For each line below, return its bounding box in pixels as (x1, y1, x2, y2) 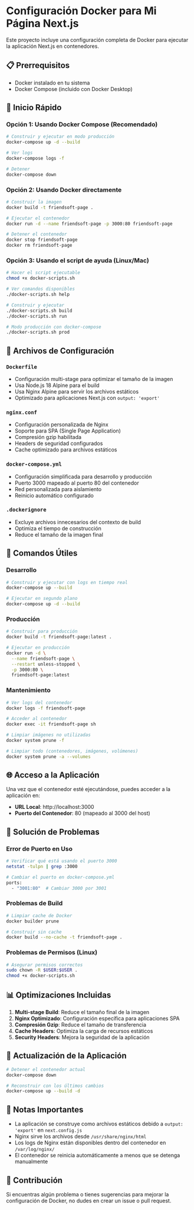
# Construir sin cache (6, 929, 62, 935)
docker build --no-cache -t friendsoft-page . (6, 934, 123, 940)
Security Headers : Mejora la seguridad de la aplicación (14, 1034, 150, 1041)
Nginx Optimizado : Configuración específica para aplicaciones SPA (14, 1015, 180, 1022)
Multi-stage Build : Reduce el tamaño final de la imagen (14, 1009, 150, 1016)
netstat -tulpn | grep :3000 (6, 864, 78, 870)
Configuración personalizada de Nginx (14, 421, 109, 428)
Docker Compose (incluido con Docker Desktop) (14, 85, 133, 92)
